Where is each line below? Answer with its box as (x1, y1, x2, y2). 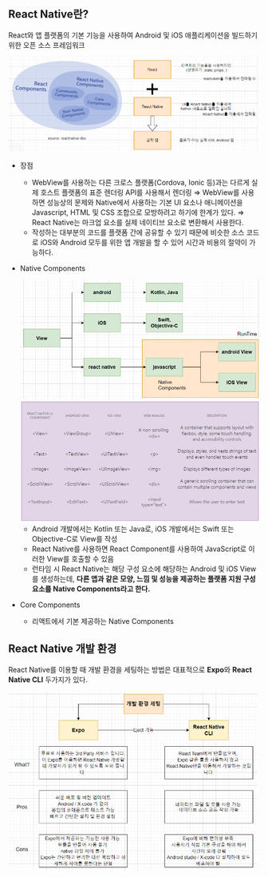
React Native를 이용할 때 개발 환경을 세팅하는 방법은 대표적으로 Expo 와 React (8, 665, 253, 674)
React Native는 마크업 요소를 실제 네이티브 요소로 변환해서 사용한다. (31, 217, 244, 227)
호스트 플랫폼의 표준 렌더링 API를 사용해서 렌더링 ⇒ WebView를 (40, 187, 240, 197)
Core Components (19, 600, 81, 609)
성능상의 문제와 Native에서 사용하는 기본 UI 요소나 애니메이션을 (46, 197, 243, 207)
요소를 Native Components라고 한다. (31, 584, 151, 593)
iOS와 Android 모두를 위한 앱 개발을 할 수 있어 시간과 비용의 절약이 (40, 237, 247, 247)
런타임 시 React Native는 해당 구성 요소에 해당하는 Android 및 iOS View (31, 564, 257, 573)
